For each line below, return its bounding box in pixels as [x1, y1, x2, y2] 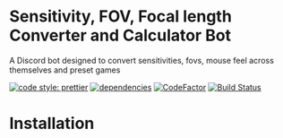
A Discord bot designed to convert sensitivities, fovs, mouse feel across [9, 55, 275, 65]
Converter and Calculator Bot [9, 25, 231, 46]
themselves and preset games [9, 65, 121, 75]
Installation [9, 114, 95, 134]
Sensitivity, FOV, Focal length [9, 6, 233, 27]
